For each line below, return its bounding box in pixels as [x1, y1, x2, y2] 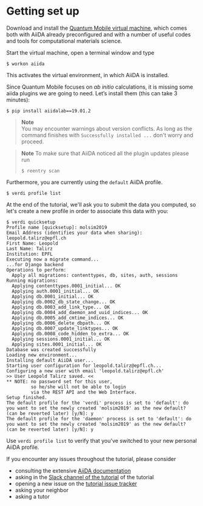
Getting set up [6, 4, 80, 18]
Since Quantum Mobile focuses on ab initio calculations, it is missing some [6, 83, 193, 91]
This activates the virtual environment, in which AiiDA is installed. [6, 71, 170, 78]
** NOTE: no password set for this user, [6, 378, 113, 385]
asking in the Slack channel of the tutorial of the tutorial [15, 473, 154, 480]
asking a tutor [15, 493, 50, 500]
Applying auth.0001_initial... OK [12, 288, 99, 294]
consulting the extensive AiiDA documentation [15, 467, 131, 474]
